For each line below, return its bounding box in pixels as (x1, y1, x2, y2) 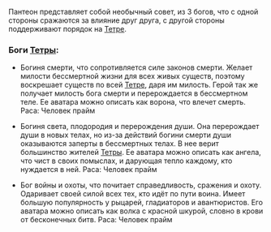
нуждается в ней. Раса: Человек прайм (19, 165, 157, 174)
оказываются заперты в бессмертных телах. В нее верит (19, 139, 219, 148)
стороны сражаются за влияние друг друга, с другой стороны (8, 15, 225, 25)
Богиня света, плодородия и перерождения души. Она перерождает (19, 122, 260, 131)
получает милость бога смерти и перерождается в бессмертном (19, 88, 248, 98)
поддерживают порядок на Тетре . (8, 24, 127, 33)
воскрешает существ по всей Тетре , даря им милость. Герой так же (19, 80, 258, 90)
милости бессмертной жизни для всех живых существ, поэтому (19, 71, 245, 81)
